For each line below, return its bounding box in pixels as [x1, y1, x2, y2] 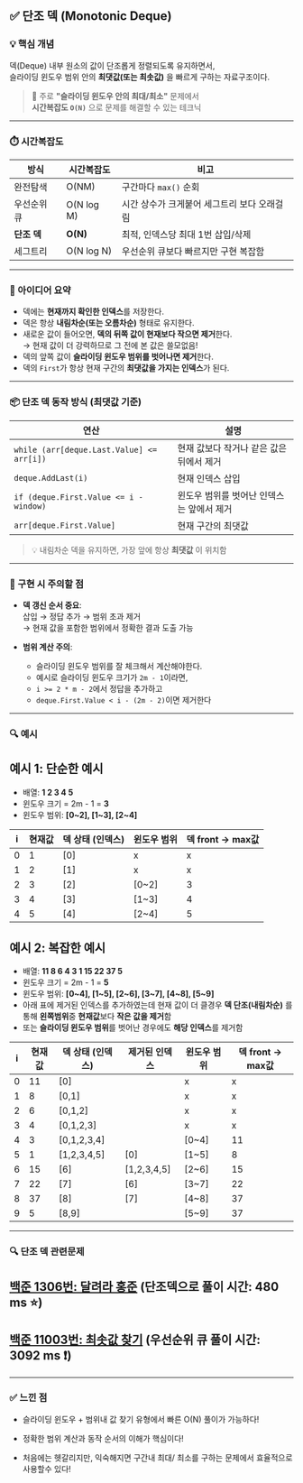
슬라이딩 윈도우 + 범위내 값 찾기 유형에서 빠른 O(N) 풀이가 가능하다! [22, 1414, 260, 1424]
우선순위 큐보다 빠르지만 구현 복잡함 [121, 244, 265, 257]
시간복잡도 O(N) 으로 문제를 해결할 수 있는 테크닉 [31, 102, 202, 113]
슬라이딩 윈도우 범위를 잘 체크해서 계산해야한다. [35, 660, 203, 671]
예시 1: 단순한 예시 [9, 761, 104, 777]
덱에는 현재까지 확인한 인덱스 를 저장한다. [22, 306, 165, 318]
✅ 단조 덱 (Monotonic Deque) [9, 8, 172, 24]
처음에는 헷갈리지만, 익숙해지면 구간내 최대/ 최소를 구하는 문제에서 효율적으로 [22, 1451, 293, 1463]
